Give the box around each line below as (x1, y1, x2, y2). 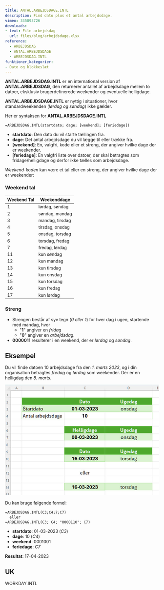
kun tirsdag (38, 265, 61, 271)
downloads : (5, 23, 27, 28)
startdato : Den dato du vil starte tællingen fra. (12, 132, 105, 138)
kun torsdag (38, 279, 62, 285)
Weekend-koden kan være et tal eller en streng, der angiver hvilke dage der (5, 167, 157, 173)
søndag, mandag (38, 210, 72, 217)
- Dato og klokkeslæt (5, 64, 49, 69)
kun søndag (38, 251, 62, 257)
